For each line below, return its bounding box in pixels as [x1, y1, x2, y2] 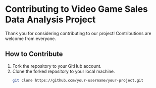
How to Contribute [5, 50, 63, 58]
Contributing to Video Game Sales [5, 3, 148, 15]
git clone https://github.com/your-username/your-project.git [12, 78, 144, 83]
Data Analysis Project [5, 14, 96, 25]
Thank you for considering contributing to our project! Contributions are [5, 30, 152, 36]
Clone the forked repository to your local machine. [12, 68, 115, 74]
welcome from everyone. [5, 36, 56, 42]
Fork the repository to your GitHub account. [12, 63, 102, 69]
